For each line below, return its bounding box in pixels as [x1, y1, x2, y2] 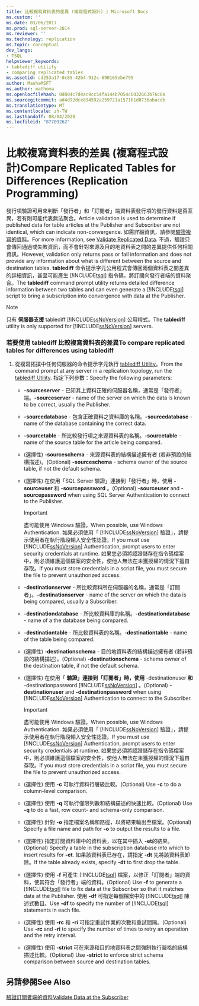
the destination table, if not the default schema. [23, 662, 139, 669]
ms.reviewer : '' [6, 31, 46, 37]
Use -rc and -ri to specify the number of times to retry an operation [23, 925, 188, 932]
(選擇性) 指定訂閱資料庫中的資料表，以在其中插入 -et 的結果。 [23, 837, 173, 845]
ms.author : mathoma [6, 86, 54, 92]
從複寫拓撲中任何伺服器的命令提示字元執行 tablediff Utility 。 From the [14, 360, 183, 368]
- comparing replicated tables [6, 69, 84, 75]
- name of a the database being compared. [23, 617, 129, 624]
